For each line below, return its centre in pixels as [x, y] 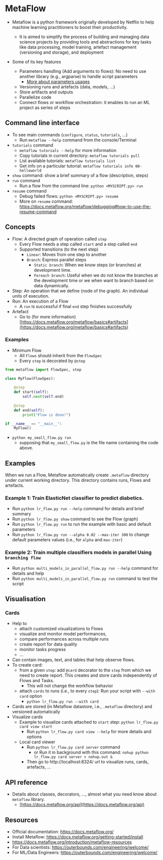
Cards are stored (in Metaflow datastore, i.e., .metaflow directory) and [82, 707]
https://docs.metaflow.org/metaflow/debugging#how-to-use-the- [85, 206]
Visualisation [26, 599]
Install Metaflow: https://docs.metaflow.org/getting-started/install [78, 837]
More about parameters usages [58, 82]
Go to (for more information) [48, 317]
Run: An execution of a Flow [40, 301]
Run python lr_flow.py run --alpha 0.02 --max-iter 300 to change [81, 535]
